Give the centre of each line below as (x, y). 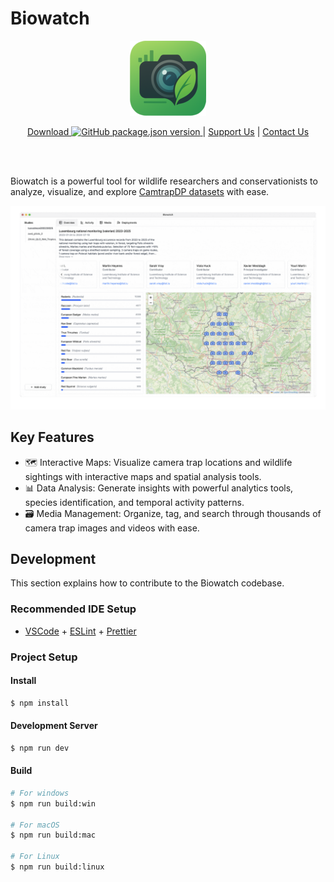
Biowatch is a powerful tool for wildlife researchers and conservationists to (164, 181)
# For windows (40, 793)
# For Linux (35, 857)
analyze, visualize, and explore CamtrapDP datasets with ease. (140, 191)
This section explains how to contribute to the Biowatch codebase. (147, 583)
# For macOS (35, 825)
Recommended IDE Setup (73, 609)
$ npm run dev (40, 748)
